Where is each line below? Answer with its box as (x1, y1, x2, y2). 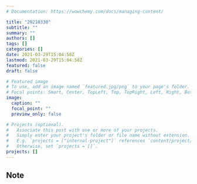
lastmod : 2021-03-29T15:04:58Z (6, 57, 83, 63)
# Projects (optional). (6, 121, 64, 127)
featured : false (6, 63, 46, 68)
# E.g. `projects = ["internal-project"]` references (6, 138, 145, 144)
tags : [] (6, 41, 28, 47)
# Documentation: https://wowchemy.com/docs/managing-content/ (6, 8, 164, 15)
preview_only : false (11, 111, 62, 117)
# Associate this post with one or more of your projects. (6, 127, 159, 133)
